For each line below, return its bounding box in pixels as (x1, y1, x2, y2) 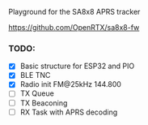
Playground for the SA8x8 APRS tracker (8, 7, 141, 16)
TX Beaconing (19, 97, 68, 108)
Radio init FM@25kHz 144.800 (19, 80, 121, 89)
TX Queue (19, 88, 54, 98)
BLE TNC (19, 71, 51, 80)
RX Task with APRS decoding (19, 107, 118, 117)
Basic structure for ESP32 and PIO (19, 61, 135, 71)
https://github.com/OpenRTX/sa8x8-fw (8, 23, 140, 32)
